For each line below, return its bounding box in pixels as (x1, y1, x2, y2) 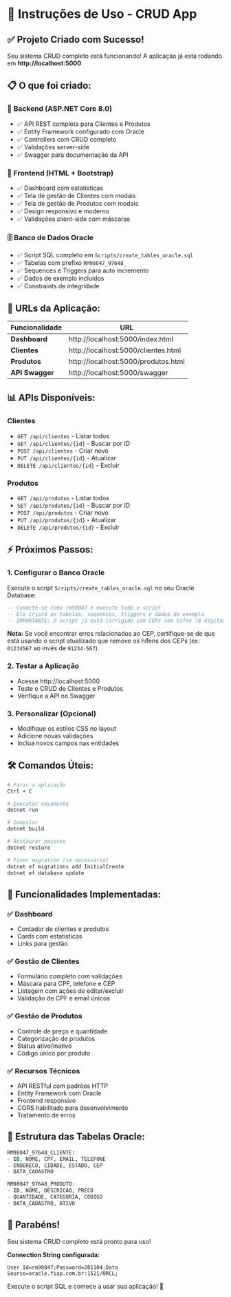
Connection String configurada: (7, 1250, 100, 1258)
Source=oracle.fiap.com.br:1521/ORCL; (7, 1269, 118, 1277)
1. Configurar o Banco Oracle (7, 568, 105, 577)
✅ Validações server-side (16, 142, 89, 151)
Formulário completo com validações (16, 972, 122, 980)
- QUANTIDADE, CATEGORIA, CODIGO (7, 1194, 103, 1201)
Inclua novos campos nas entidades (16, 739, 119, 747)
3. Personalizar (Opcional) (7, 709, 96, 718)
